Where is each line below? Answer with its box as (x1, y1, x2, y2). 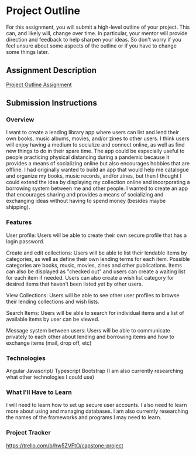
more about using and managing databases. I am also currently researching (6, 408, 188, 415)
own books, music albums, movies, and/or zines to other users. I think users (6, 135, 190, 142)
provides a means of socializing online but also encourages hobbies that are (6, 160, 190, 167)
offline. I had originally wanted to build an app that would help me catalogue (6, 166, 189, 174)
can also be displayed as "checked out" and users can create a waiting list (6, 268, 185, 275)
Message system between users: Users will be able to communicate (6, 327, 171, 334)
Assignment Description (6, 66, 97, 76)
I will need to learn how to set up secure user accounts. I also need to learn (6, 402, 187, 409)
